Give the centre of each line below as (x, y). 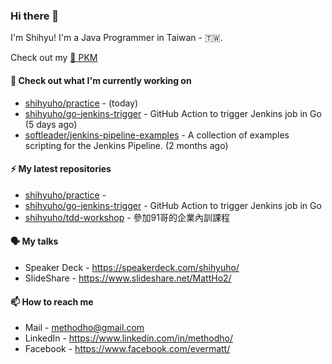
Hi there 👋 (35, 16)
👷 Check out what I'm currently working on (101, 80)
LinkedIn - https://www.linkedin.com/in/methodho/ (128, 338)
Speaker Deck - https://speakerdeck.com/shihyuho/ (132, 267)
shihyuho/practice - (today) (81, 103)
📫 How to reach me (52, 301)
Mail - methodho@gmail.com (84, 328)
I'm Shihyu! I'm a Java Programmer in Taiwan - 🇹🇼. (116, 38)
